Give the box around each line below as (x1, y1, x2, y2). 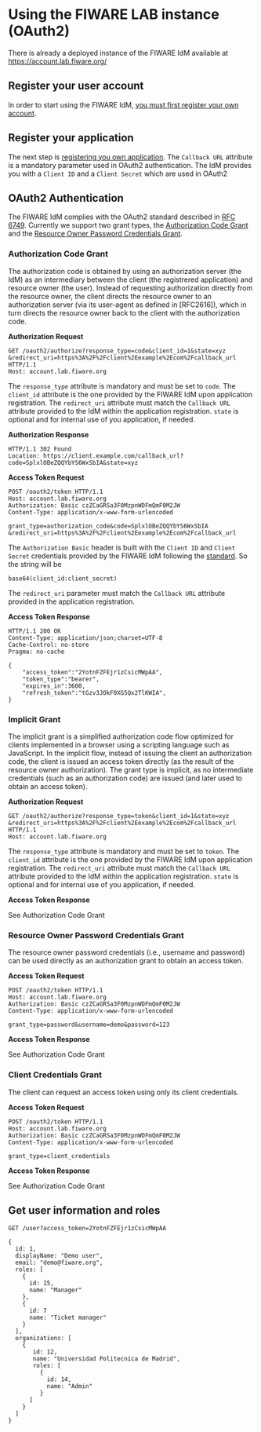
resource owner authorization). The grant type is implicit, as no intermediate (8, 765, 254, 774)
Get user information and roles (8, 1204, 161, 1217)
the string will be (8, 559, 62, 568)
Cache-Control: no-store (8, 641, 89, 648)
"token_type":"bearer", (22, 675, 100, 683)
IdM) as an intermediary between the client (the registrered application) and (8, 275, 253, 284)
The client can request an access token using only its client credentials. (8, 1087, 239, 1097)
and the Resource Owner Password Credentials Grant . (8, 229, 183, 239)
